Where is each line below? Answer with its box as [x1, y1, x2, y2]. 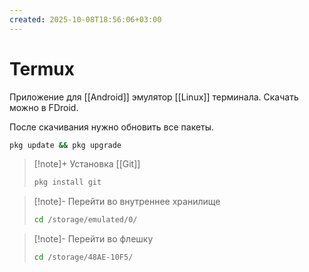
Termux [9, 57, 76, 80]
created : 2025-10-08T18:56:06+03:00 [9, 14, 162, 25]
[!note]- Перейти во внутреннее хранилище [33, 196, 221, 208]
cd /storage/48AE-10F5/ [33, 252, 134, 263]
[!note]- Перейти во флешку [33, 233, 154, 245]
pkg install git [33, 177, 102, 188]
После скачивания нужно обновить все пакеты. [9, 121, 215, 133]
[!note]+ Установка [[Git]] [33, 158, 141, 170]
